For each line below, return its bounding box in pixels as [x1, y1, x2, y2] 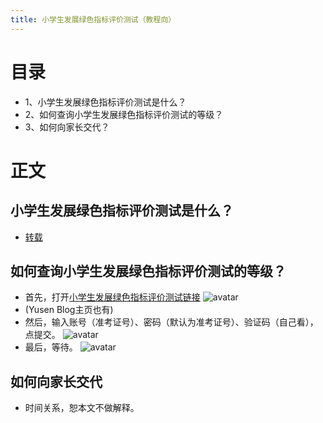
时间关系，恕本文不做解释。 [24, 402, 140, 414]
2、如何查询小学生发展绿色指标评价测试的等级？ [24, 108, 224, 120]
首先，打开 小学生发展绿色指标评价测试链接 [24, 291, 201, 303]
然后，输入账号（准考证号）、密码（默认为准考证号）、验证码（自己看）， [24, 316, 319, 328]
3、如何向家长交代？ [24, 121, 110, 133]
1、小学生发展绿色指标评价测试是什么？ [24, 96, 187, 108]
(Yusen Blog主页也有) [24, 304, 114, 316]
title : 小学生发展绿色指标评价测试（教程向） [10, 14, 177, 25]
